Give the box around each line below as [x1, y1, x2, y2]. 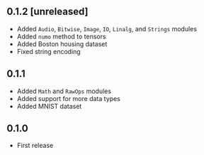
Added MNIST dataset [16, 102, 82, 110]
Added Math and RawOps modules [16, 87, 111, 95]
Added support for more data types [16, 94, 121, 102]
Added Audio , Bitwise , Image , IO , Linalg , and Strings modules [16, 24, 198, 33]
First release [16, 141, 54, 150]
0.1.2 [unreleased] [6, 6, 89, 18]
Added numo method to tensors [16, 32, 107, 41]
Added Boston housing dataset [16, 39, 108, 48]
